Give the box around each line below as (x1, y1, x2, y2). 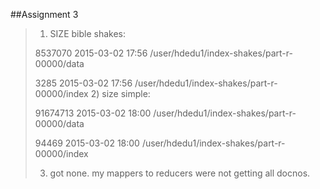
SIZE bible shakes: (49, 28, 127, 39)
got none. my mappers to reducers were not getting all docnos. (49, 167, 311, 179)
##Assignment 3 (10, 9, 79, 20)
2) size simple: (90, 88, 151, 99)
